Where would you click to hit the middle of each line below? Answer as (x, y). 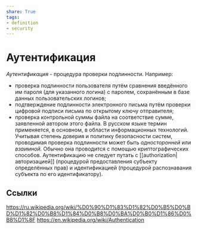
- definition (22, 23)
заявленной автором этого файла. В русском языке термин (91, 124)
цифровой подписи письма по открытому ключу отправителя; (94, 111)
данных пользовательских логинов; (60, 98)
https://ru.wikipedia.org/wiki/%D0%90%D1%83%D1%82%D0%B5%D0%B (98, 207)
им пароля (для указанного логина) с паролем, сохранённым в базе (102, 92)
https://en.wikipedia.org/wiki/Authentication (91, 220)
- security (20, 28)
